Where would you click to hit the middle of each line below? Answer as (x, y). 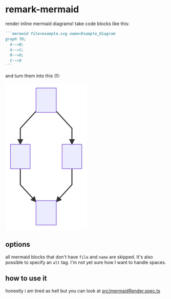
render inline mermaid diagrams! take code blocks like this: (67, 24)
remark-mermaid (42, 9)
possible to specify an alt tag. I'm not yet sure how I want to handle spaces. (86, 262)
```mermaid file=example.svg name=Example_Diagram (60, 34)
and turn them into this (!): (33, 76)
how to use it (26, 278)
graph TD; (16, 39)
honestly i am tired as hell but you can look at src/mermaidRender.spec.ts (83, 291)
